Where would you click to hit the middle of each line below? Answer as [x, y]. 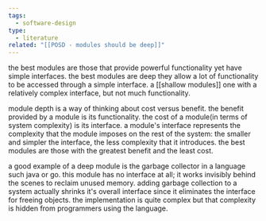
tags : [17, 16]
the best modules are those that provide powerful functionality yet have [125, 68]
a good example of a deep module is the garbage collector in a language [127, 166]
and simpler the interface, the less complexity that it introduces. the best [127, 142]
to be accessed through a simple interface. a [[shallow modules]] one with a [133, 85]
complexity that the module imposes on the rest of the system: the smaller [130, 134]
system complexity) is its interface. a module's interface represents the [124, 126]
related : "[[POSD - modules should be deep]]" [87, 45]
